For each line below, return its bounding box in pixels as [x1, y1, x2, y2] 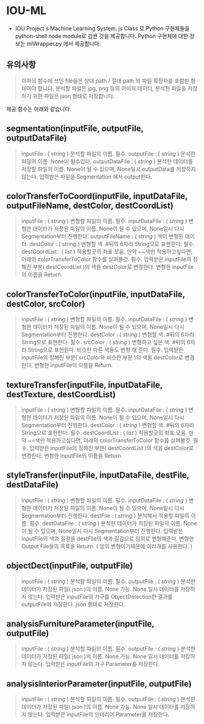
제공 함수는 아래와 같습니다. [6, 105, 72, 113]
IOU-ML [6, 4, 47, 18]
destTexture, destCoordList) [6, 389, 116, 399]
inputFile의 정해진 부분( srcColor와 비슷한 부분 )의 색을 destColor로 [21, 354, 184, 361]
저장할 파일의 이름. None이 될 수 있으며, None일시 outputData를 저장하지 [21, 165, 196, 172]
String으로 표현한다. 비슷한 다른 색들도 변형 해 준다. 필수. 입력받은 [27, 346, 184, 353]
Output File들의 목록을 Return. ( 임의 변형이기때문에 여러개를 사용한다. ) [21, 542, 193, 550]
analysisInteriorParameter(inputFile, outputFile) [6, 678, 192, 689]
